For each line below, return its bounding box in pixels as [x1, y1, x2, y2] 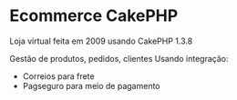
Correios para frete [22, 70, 95, 82]
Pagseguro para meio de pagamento [22, 80, 160, 91]
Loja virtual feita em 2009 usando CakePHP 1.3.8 [9, 35, 193, 46]
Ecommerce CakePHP [9, 5, 179, 26]
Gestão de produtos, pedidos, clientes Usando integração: [9, 53, 229, 64]
